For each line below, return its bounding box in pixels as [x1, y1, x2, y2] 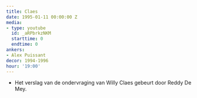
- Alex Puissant [6, 52, 46, 58]
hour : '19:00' [6, 63, 41, 69]
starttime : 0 [11, 36, 44, 42]
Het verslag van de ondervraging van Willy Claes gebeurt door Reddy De [14, 79, 192, 86]
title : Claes [6, 8, 38, 15]
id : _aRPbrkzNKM [11, 31, 51, 36]
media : [6, 19, 22, 25]
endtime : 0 [11, 42, 38, 48]
